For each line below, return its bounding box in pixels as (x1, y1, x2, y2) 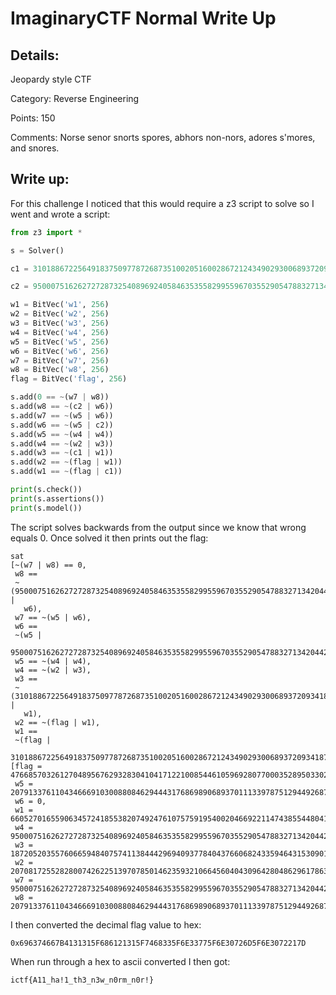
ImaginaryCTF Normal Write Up (10, 7, 277, 30)
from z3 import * (10, 227, 83, 237)
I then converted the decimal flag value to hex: (10, 918, 202, 931)
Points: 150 (10, 112, 56, 124)
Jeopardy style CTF (10, 73, 92, 85)
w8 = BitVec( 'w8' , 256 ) (10, 365, 110, 375)
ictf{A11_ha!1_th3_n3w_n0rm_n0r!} (10, 975, 155, 985)
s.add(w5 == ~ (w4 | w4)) (10, 429, 114, 439)
